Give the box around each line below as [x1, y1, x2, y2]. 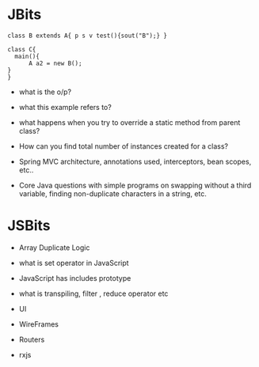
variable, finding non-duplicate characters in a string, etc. [18, 188, 208, 199]
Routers [18, 335, 45, 344]
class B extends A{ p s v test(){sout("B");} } [7, 32, 168, 40]
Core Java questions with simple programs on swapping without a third [18, 180, 252, 190]
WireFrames [18, 319, 59, 329]
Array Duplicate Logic [18, 243, 90, 252]
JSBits [7, 217, 51, 235]
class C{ [7, 45, 36, 53]
